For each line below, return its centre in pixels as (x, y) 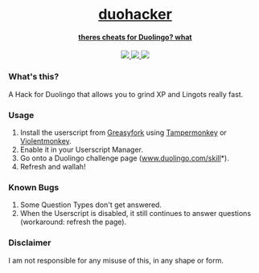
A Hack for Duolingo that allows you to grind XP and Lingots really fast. (126, 94)
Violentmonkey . (46, 141)
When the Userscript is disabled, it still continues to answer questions (136, 214)
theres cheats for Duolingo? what (135, 37)
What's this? (34, 77)
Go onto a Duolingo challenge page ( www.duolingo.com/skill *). (124, 158)
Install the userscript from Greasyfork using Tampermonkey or (123, 132)
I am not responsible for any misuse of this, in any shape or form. (116, 260)
